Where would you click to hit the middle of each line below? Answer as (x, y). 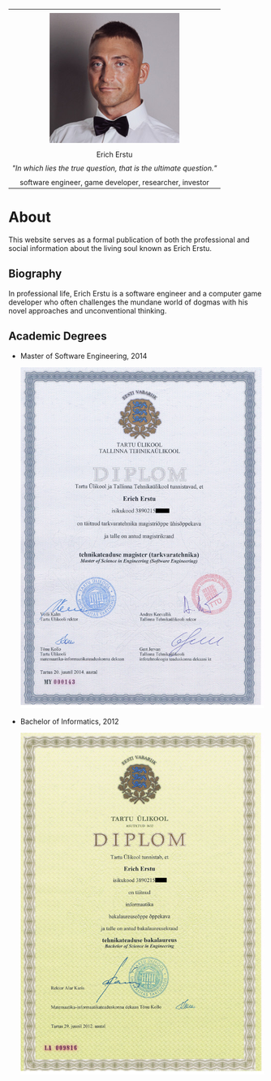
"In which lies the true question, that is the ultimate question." (114, 168)
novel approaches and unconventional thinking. (88, 310)
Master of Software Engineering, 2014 (84, 356)
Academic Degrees (58, 337)
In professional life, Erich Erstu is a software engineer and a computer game (135, 293)
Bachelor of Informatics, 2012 (69, 722)
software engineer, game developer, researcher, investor (114, 182)
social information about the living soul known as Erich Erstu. (110, 248)
